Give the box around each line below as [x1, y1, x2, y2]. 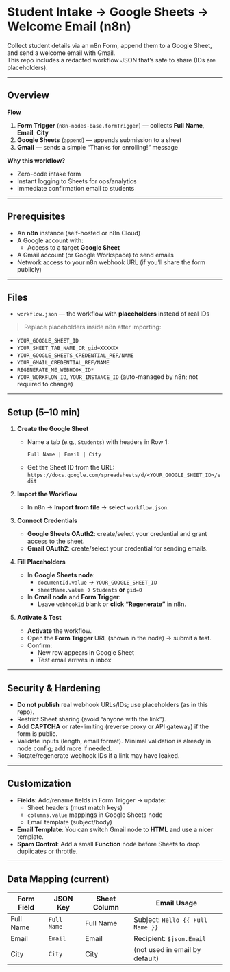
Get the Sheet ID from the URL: [27, 463, 115, 472]
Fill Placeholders [16, 557, 66, 566]
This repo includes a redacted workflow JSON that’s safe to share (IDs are [7, 56, 216, 64]
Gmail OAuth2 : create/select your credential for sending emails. [27, 544, 208, 553]
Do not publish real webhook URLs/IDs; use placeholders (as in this [16, 701, 209, 708]
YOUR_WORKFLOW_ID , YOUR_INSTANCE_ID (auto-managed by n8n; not [16, 373, 199, 381]
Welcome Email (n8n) [7, 19, 131, 34]
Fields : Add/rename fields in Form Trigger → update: [16, 796, 166, 804]
